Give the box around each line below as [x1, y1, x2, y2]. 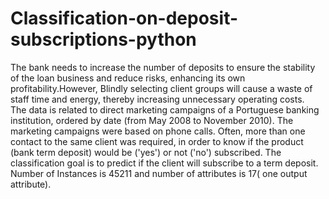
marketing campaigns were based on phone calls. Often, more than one [10, 125, 306, 137]
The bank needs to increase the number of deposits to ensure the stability [10, 61, 316, 73]
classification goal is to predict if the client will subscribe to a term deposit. [10, 157, 319, 169]
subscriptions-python [10, 28, 197, 51]
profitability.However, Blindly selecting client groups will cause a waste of [10, 82, 313, 94]
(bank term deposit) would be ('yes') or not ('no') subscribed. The [10, 146, 282, 158]
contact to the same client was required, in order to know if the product [10, 135, 304, 147]
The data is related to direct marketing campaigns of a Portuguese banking [10, 103, 320, 116]
